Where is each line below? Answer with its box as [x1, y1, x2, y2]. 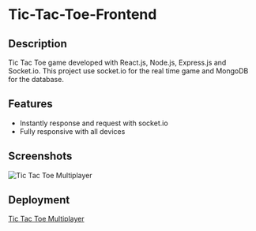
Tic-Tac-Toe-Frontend [8, 6, 157, 24]
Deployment [8, 193, 70, 207]
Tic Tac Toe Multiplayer [8, 214, 85, 224]
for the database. [8, 75, 65, 84]
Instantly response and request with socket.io [19, 118, 168, 128]
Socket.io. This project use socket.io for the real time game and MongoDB [8, 66, 249, 76]
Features [8, 97, 53, 111]
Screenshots [8, 150, 73, 163]
